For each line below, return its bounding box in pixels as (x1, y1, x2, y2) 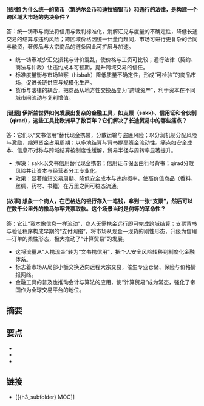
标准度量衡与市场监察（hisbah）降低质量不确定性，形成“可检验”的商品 (15, 71, 191, 79)
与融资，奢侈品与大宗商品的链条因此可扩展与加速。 (6, 43, 134, 51)
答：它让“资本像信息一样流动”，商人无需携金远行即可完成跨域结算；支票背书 (6, 220, 197, 227)
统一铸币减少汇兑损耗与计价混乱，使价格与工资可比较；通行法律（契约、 (15, 56, 196, 63)
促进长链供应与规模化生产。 (25, 79, 95, 86)
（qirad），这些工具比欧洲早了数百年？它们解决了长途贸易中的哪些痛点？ (6, 116, 188, 124)
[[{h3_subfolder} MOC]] (15, 393, 75, 401)
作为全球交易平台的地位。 (20, 286, 85, 293)
